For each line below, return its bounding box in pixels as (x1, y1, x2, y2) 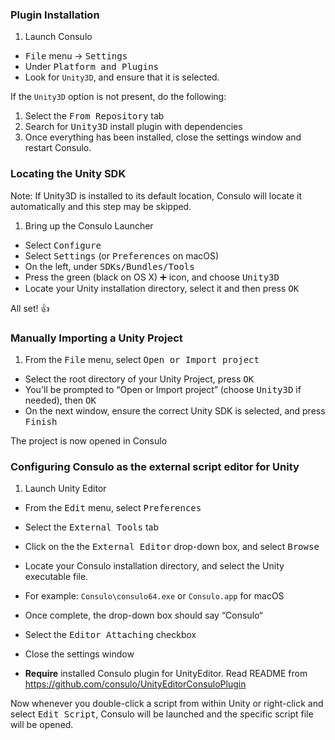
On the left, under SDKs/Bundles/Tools (24, 260, 195, 272)
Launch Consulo (24, 31, 93, 43)
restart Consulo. (24, 142, 92, 154)
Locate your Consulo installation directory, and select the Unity (24, 560, 285, 572)
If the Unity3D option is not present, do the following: (10, 91, 227, 103)
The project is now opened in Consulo (10, 434, 168, 447)
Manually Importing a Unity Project (10, 331, 183, 345)
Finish (24, 416, 58, 427)
